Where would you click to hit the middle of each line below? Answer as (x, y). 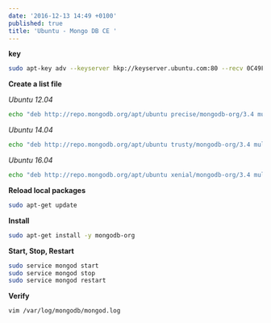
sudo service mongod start (54, 266)
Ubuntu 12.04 (31, 100)
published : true (35, 23)
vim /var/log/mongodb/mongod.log (65, 311)
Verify (19, 296)
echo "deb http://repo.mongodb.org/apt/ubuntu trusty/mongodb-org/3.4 (129, 145)
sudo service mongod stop (52, 273)
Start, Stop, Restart (41, 250)
